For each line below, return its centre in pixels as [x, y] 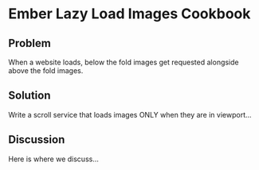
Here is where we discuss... [54, 159]
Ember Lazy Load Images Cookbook [129, 14]
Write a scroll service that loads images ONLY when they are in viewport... [130, 114]
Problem [30, 43]
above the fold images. [46, 71]
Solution [29, 96]
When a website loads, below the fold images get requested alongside [124, 62]
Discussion [37, 140]
